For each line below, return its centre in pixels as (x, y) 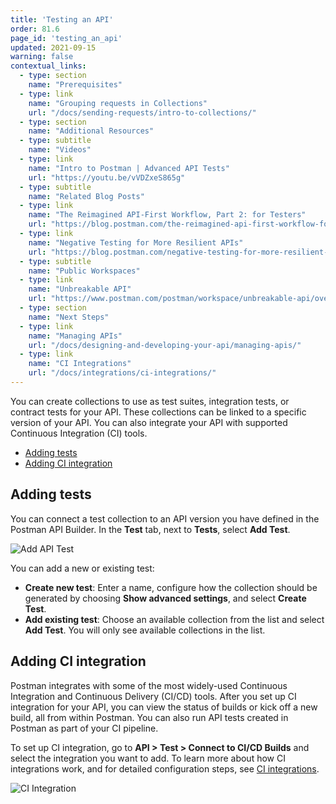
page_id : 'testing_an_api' (66, 38)
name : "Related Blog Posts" (86, 196)
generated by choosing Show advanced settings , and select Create (165, 598)
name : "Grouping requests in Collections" (118, 103)
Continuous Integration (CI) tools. (79, 433)
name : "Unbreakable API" (80, 289)
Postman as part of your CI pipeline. (84, 728)
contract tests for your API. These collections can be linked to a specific (158, 412)
